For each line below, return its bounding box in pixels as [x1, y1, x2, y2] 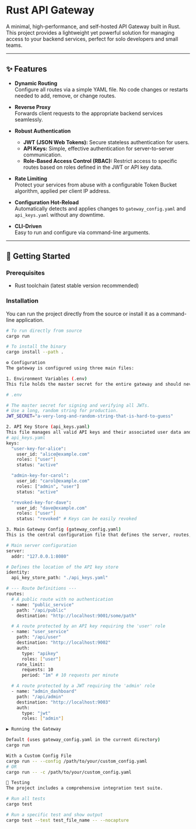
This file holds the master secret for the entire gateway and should [6, 381, 181, 387]
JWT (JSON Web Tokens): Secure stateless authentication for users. [23, 138, 190, 145]
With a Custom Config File [6, 753, 72, 759]
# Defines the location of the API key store [6, 564, 118, 570]
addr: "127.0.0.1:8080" [11, 553, 69, 559]
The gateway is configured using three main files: [6, 365, 134, 371]
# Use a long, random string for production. [6, 408, 118, 414]
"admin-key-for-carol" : [11, 473, 69, 478]
